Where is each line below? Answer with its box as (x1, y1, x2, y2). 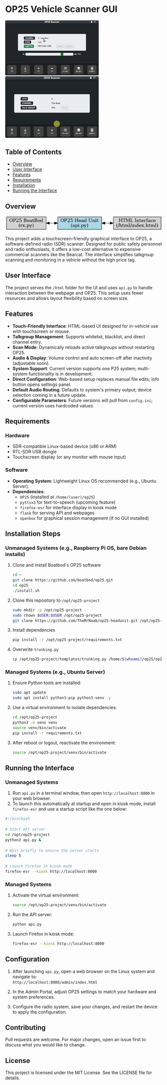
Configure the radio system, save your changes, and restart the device (12, 1004, 158, 1010)
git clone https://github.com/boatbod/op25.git (12, 578, 113, 583)
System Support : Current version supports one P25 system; (12, 365, 137, 371)
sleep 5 (5, 853, 21, 858)
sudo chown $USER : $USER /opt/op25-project (12, 613, 102, 618)
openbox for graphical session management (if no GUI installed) (19, 515, 149, 521)
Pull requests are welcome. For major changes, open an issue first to (5, 1037, 146, 1043)
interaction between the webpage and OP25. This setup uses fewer (5, 290, 144, 296)
